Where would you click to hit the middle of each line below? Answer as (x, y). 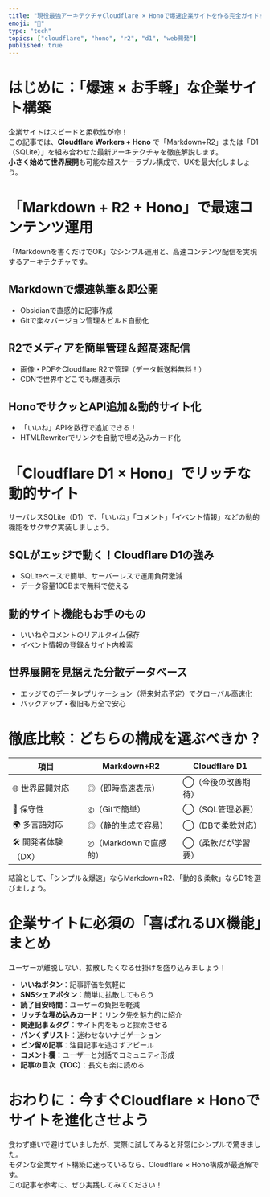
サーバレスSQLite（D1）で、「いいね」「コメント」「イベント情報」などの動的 (134, 517)
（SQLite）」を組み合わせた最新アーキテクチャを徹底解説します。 (116, 152)
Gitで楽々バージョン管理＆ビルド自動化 (84, 320)
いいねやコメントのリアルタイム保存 (80, 635)
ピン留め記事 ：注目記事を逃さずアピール (87, 1045)
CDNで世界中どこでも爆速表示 (70, 379)
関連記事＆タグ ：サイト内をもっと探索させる (94, 1024)
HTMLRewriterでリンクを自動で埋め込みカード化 (100, 438)
